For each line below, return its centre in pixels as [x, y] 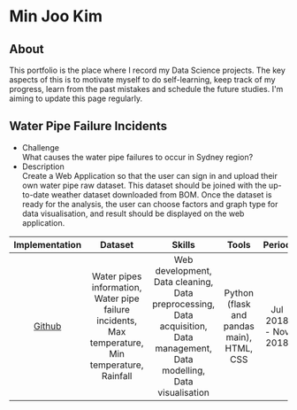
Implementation [48, 244]
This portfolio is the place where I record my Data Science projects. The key [147, 70]
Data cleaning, [183, 282]
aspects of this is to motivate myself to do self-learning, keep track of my [142, 80]
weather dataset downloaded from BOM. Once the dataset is [162, 194]
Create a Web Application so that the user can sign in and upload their [150, 175]
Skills [184, 244]
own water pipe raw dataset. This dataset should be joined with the [144, 185]
